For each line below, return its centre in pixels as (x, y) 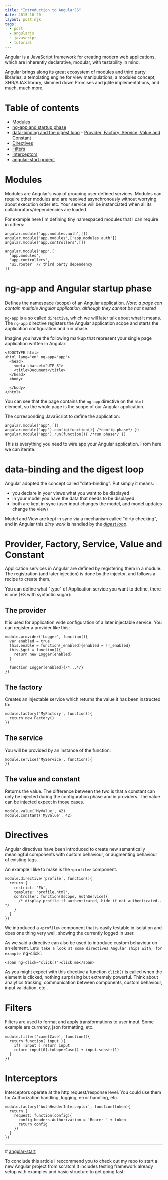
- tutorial (21, 43)
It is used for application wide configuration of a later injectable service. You (84, 622)
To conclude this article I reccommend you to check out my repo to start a (81, 1161)
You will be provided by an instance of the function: (58, 750)
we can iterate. (20, 449)
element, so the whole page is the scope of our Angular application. (75, 406)
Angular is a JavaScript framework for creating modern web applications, (81, 57)
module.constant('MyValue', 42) (39, 815)
